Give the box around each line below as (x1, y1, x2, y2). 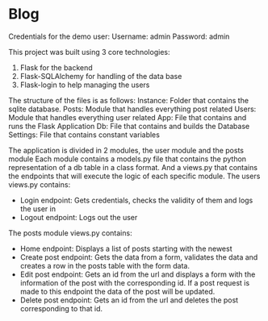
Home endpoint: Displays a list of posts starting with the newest (19, 244, 232, 253)
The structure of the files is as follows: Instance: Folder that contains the (8, 95, 249, 105)
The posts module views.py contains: (8, 227, 132, 238)
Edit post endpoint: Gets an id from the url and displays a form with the (19, 269, 256, 279)
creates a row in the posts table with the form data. (19, 261, 190, 270)
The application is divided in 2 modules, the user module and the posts (8, 145, 245, 155)
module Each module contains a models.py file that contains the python (8, 154, 247, 164)
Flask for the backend (19, 62, 93, 73)
